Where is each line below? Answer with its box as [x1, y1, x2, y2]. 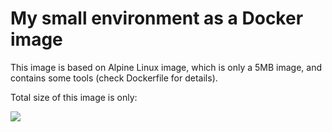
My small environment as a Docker [10, 7, 304, 30]
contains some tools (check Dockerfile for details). [10, 72, 218, 84]
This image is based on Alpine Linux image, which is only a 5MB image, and [10, 61, 323, 73]
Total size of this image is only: [10, 91, 138, 103]
